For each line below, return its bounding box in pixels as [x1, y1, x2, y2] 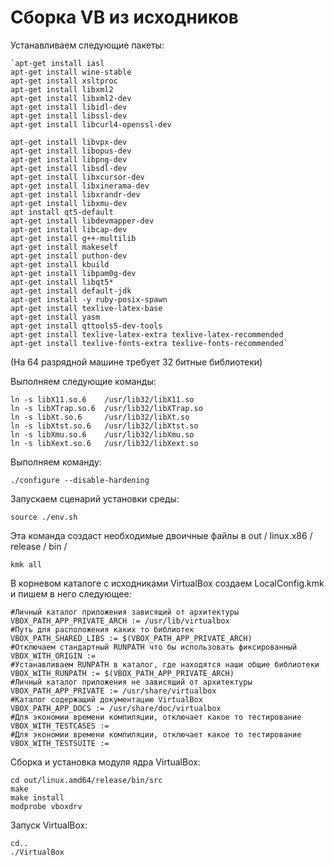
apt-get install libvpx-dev [10, 137, 128, 147]
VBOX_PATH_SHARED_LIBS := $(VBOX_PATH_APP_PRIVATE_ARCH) [10, 633, 253, 643]
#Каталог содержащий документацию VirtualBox [10, 694, 203, 705]
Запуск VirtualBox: [10, 819, 88, 831]
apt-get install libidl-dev [10, 102, 128, 112]
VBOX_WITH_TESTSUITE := [10, 738, 110, 748]
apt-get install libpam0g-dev [10, 268, 137, 278]
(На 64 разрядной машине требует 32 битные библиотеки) [10, 356, 263, 368]
